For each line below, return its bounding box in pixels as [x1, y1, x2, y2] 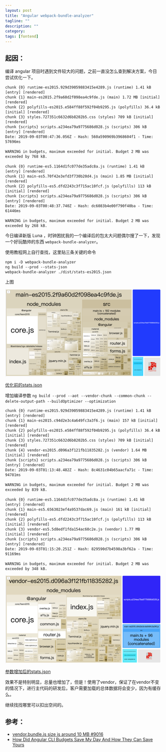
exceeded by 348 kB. [5, 566, 48, 572]
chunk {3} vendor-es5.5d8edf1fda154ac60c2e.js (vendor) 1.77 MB [5, 527, 140, 532]
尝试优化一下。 [5, 74, 36, 80]
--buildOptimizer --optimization [47, 399, 116, 404]
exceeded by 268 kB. [5, 223, 48, 228]
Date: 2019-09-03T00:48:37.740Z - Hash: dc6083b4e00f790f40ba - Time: [5, 203, 154, 209]
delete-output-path [5, 399, 45, 404]
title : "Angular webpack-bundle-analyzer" [5, 13, 94, 18]
